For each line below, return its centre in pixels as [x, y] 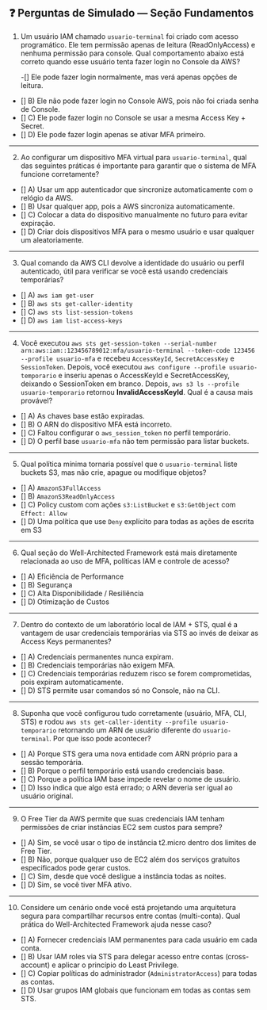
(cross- [237, 956]
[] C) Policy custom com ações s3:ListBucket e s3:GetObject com [128, 504]
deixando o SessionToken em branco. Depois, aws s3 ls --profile [130, 384]
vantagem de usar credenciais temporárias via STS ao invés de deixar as [139, 633]
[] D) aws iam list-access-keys [71, 320]
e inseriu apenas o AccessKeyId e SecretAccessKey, [144, 375]
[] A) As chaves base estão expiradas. [82, 415]
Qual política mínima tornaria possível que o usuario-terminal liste [129, 464]
